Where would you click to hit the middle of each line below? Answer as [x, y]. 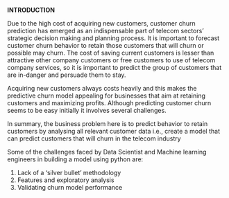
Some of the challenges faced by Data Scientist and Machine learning [107, 152]
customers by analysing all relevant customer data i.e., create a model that [114, 131]
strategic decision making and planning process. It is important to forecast [113, 38]
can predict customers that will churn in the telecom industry [94, 138]
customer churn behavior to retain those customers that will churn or [105, 45]
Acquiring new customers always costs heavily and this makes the [102, 88]
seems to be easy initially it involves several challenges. [87, 110]
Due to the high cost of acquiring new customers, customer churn [101, 23]
